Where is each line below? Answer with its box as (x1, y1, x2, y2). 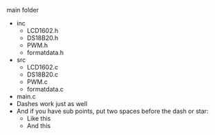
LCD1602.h (26, 27, 59, 34)
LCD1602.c (26, 63, 59, 71)
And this (26, 122, 51, 129)
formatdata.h (26, 48, 64, 56)
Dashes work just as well (16, 100, 88, 107)
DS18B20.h (26, 34, 59, 42)
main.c (16, 92, 36, 101)
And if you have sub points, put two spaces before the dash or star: (16, 107, 209, 115)
